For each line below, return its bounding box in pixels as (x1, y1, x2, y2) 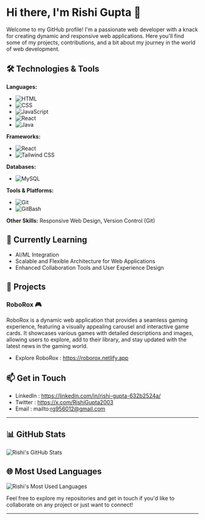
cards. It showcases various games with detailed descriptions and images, (6, 330, 194, 337)
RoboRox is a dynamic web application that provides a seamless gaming (6, 316, 188, 324)
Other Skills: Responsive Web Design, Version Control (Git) (6, 217, 156, 224)
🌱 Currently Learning (6, 235, 87, 245)
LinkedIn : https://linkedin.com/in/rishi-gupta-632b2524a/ (15, 392, 161, 399)
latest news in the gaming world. (6, 343, 88, 350)
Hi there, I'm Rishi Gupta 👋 (6, 6, 142, 20)
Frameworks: (6, 133, 41, 140)
